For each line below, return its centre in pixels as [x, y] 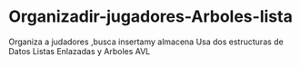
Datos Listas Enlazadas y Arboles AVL [80, 51]
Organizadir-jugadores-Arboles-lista [150, 17]
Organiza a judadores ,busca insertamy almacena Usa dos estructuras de [146, 42]
